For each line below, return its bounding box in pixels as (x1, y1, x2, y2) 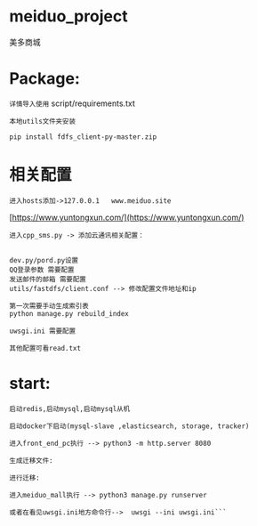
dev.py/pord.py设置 (9, 255, 79, 264)
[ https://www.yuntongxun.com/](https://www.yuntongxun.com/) (9, 212, 245, 223)
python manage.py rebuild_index (9, 309, 129, 318)
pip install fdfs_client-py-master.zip (9, 132, 157, 142)
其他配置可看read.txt (9, 344, 82, 352)
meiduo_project (9, 6, 128, 27)
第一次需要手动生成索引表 (9, 301, 89, 311)
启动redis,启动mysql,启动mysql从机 (9, 404, 131, 413)
